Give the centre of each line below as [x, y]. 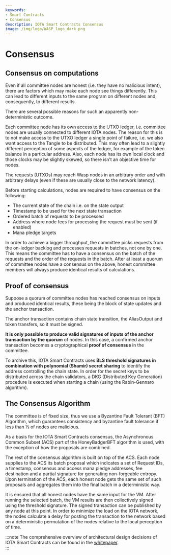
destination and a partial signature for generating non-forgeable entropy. [81, 474]
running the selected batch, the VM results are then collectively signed [79, 500]
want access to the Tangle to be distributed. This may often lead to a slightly [85, 143]
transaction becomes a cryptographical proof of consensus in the [75, 345]
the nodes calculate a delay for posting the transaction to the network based [85, 516]
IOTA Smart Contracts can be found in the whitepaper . [62, 542]
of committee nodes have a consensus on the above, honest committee [80, 264]
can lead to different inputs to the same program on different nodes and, [81, 96]
